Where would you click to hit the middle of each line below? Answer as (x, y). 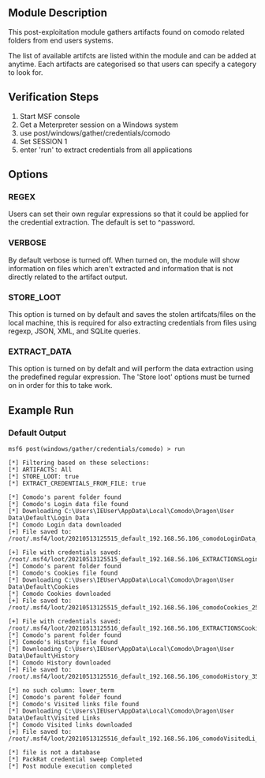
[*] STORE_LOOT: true (44, 476)
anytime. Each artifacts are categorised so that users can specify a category (132, 64)
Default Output (37, 433)
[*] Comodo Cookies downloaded (60, 594)
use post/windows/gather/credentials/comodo (95, 132)
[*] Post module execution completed (70, 766)
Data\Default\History (44, 656)
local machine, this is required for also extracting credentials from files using (132, 322)
